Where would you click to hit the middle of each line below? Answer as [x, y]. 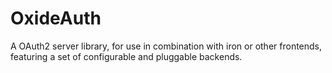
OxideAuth [56, 18]
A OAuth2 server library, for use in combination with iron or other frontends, [166, 46]
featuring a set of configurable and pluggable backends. [126, 56]
